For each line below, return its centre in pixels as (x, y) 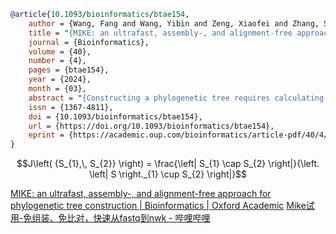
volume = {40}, (60, 51)
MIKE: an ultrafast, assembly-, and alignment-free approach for (141, 194)
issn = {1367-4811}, (71, 107)
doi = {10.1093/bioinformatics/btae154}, (115, 116)
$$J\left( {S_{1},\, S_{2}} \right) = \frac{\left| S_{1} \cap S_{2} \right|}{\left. (168, 164)
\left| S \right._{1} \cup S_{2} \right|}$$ (168, 174)
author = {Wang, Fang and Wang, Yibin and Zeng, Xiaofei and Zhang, (174, 23)
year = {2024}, (60, 80)
